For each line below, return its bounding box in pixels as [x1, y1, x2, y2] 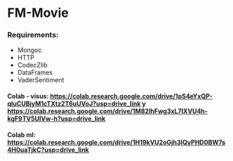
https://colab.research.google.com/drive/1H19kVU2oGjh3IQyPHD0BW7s [7, 138, 226, 146]
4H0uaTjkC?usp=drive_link [7, 146, 89, 154]
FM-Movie [7, 5, 69, 21]
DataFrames [17, 68, 53, 77]
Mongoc [17, 46, 42, 54]
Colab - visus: [7, 92, 49, 101]
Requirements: [7, 30, 59, 40]
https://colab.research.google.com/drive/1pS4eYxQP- [50, 92, 213, 101]
